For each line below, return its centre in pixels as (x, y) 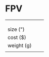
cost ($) (17, 37)
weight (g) (20, 45)
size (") (16, 29)
